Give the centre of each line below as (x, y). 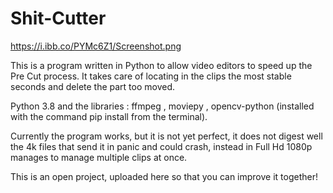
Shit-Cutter (58, 18)
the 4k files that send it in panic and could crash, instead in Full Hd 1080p (161, 146)
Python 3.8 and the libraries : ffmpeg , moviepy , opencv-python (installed (162, 106)
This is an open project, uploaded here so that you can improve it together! (164, 176)
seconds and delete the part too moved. (93, 86)
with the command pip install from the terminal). (109, 116)
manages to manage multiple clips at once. (99, 157)
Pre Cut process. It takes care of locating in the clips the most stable (151, 76)
